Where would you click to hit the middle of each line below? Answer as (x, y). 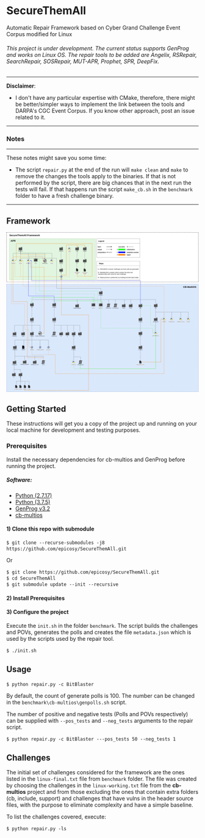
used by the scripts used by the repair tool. (60, 638)
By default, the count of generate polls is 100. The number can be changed (101, 695)
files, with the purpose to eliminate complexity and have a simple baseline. (100, 805)
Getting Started (36, 409)
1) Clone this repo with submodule (50, 529)
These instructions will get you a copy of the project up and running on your (102, 424)
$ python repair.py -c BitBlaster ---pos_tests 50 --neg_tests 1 (91, 739)
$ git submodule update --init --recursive (63, 584)
